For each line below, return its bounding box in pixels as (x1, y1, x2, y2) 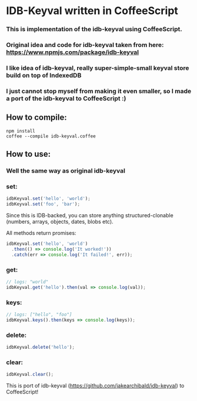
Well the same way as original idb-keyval (6, 167, 125, 174)
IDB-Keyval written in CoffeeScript (6, 4, 178, 18)
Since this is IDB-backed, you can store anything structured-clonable (6, 212, 173, 219)
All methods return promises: (6, 230, 76, 237)
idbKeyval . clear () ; (6, 372, 54, 378)
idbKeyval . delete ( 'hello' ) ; (6, 345, 75, 351)
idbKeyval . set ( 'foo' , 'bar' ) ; (6, 201, 81, 207)
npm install (6, 128, 35, 134)
